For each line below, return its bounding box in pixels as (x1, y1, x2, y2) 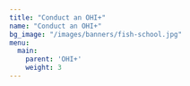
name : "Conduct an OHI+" (9, 21, 102, 30)
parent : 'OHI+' (25, 55, 82, 64)
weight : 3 (25, 64, 63, 73)
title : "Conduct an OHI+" (9, 13, 106, 22)
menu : (9, 38, 30, 47)
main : (17, 47, 39, 56)
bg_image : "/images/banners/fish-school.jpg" (9, 30, 182, 39)
